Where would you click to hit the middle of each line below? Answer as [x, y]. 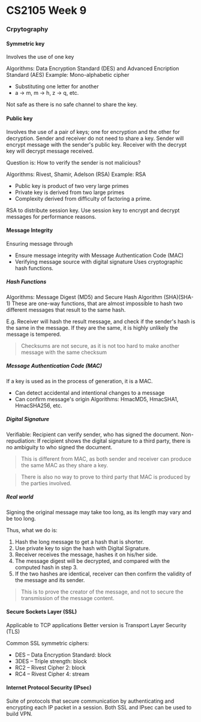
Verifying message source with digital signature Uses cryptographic [99, 261]
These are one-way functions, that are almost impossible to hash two [97, 303]
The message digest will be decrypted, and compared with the [92, 561]
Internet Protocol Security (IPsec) [49, 688]
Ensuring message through [40, 243]
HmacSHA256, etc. [39, 405]
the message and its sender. [50, 580]
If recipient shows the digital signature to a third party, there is [114, 441]
